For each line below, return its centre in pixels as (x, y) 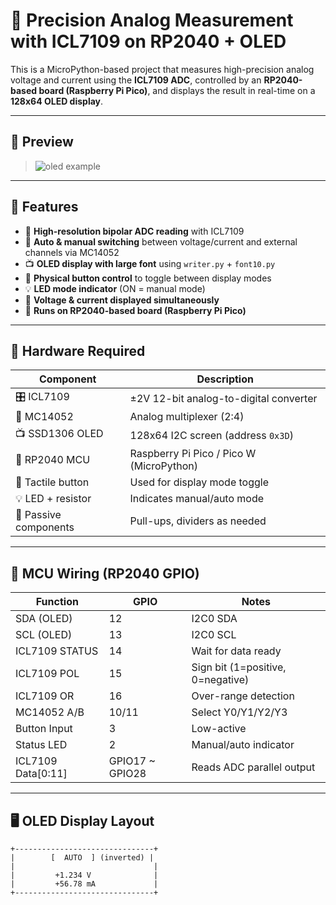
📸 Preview (42, 142)
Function (57, 602)
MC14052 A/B (50, 712)
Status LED (41, 745)
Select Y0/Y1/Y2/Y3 (239, 712)
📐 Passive (38, 515)
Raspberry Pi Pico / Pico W (193, 454)
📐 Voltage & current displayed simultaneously (122, 300)
